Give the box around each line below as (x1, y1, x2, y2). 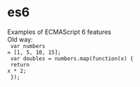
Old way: (7, 35, 33, 43)
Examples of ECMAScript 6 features (7, 28, 111, 36)
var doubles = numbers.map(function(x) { (10, 54, 134, 62)
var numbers (10, 42, 46, 50)
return (10, 61, 30, 68)
